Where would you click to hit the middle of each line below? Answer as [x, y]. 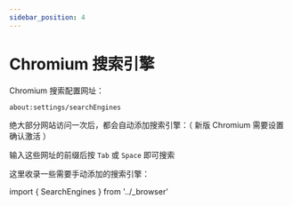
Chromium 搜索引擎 [82, 64]
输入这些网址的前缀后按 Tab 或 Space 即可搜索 [92, 154]
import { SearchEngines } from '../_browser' [89, 191]
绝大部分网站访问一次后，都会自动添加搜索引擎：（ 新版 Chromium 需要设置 [146, 124]
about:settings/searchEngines [65, 107]
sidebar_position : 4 [48, 17]
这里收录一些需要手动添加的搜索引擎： [79, 173]
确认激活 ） [30, 136]
